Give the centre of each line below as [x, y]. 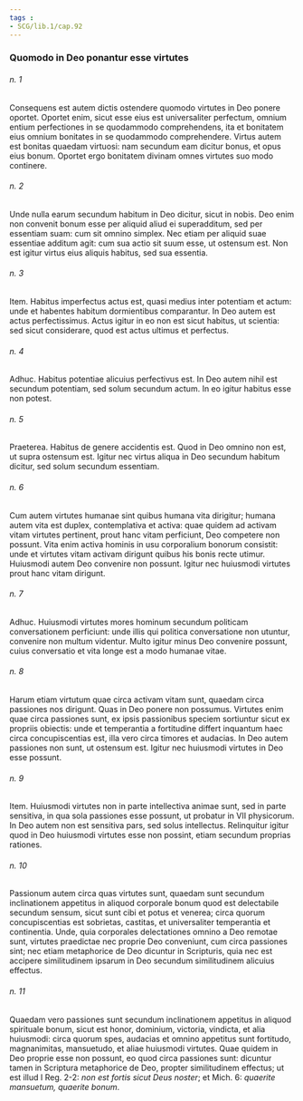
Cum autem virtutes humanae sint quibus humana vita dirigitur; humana [142, 515]
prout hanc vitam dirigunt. [57, 573]
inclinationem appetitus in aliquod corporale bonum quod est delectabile [144, 903]
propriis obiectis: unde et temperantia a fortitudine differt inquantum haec [146, 729]
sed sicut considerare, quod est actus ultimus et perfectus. [119, 331]
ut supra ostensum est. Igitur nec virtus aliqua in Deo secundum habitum [145, 457]
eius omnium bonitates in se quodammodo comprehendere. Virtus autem [146, 136]
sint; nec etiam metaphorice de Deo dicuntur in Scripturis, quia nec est [141, 951]
